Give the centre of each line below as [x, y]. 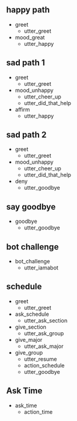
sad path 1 [26, 63]
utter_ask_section [46, 320]
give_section [31, 327]
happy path [28, 10]
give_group [29, 352]
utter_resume [40, 359]
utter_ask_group [44, 333]
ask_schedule [32, 314]
